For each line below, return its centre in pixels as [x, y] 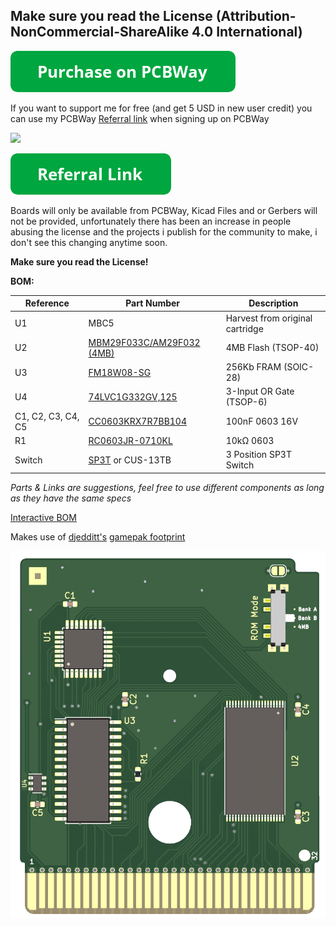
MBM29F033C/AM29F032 [144, 342]
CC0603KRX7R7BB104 [138, 421]
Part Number [153, 303]
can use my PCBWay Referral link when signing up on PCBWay [140, 118]
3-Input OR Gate [260, 391]
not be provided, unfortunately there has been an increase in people [151, 221]
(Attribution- [256, 16]
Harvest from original [269, 318]
